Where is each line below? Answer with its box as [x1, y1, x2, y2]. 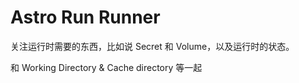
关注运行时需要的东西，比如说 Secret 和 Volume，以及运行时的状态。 [10, 40, 295, 52]
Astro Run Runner [10, 6, 161, 29]
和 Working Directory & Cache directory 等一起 [10, 61, 203, 73]
